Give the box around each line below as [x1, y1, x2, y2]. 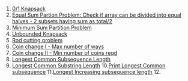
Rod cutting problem [11, 37, 63, 43]
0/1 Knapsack [11, 5, 46, 12]
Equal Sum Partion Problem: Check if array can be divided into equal [11, 11, 182, 18]
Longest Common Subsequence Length [11, 56, 111, 63]
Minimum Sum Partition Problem [11, 24, 92, 31]
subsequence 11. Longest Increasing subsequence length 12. [11, 68, 161, 75]
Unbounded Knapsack [11, 30, 68, 38]
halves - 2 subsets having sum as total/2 [11, 18, 113, 24]
